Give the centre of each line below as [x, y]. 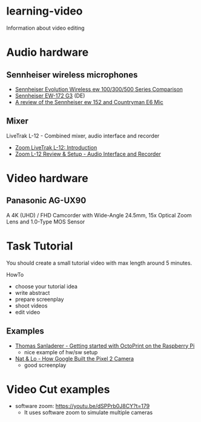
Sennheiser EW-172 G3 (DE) [50, 96]
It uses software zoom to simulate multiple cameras [88, 412]
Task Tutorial [40, 246]
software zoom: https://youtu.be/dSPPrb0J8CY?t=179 [82, 406]
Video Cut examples [58, 389]
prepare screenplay [39, 299]
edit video [28, 312]
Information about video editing [45, 28]
